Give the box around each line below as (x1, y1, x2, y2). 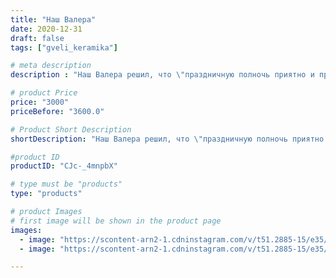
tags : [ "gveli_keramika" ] (10, 42, 118, 53)
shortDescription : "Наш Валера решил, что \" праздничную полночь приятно (10, 134, 325, 144)
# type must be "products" (10, 179, 123, 190)
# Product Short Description (10, 124, 132, 135)
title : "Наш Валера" (10, 14, 97, 25)
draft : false (10, 33, 65, 43)
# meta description (10, 61, 92, 71)
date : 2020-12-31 (10, 24, 83, 34)
